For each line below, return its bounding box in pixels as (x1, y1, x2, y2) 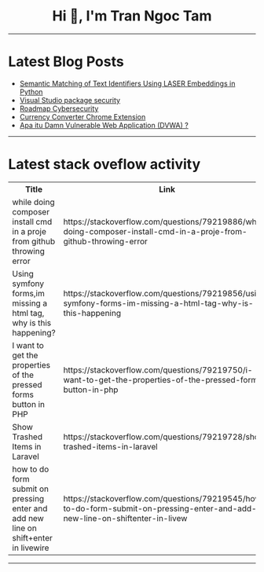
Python (19, 86, 43, 97)
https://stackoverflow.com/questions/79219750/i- (63, 365, 253, 376)
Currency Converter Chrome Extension (19, 112, 146, 121)
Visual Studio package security (19, 95, 120, 104)
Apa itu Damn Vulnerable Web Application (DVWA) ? (19, 120, 189, 130)
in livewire (12, 542, 49, 553)
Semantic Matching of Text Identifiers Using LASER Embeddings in (19, 79, 236, 88)
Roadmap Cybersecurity (19, 104, 99, 113)
